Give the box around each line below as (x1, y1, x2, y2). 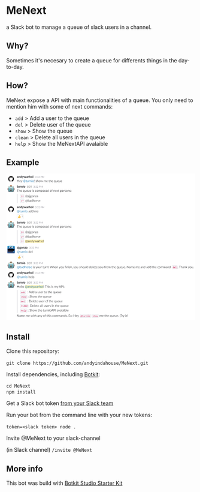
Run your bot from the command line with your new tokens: (6, 412, 153, 419)
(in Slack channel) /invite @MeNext (6, 446, 93, 454)
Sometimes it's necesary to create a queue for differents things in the (6, 56, 178, 64)
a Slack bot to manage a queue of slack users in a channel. (6, 23, 151, 31)
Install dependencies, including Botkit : (6, 371, 101, 378)
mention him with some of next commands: (6, 103, 113, 110)
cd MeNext (6, 383, 31, 389)
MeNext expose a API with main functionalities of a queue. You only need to (6, 97, 193, 104)
